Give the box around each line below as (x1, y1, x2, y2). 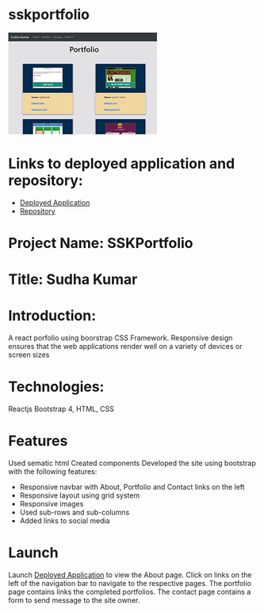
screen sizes (8, 350, 50, 359)
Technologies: (8, 378, 105, 396)
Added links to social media (19, 516, 110, 526)
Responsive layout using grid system (19, 491, 140, 500)
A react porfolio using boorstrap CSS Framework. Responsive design (8, 333, 233, 343)
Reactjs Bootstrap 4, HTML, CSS (8, 404, 115, 414)
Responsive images (19, 499, 84, 509)
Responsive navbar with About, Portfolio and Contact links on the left (19, 483, 245, 492)
